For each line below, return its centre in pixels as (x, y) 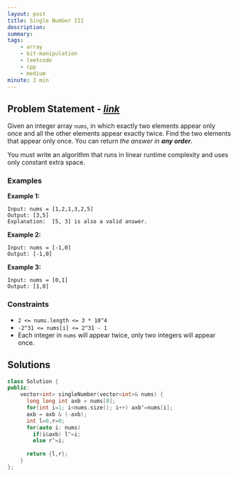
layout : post (27, 14)
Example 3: (24, 267)
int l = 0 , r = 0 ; (45, 421)
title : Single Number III (45, 21)
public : (19, 388)
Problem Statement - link (64, 108)
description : (27, 27)
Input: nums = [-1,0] (39, 248)
